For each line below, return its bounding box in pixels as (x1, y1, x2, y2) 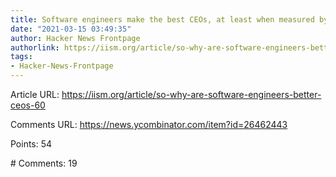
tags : (10, 52, 33, 62)
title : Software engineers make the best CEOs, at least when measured (10, 14, 315, 25)
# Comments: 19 (10, 157, 78, 169)
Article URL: (10, 89, 60, 100)
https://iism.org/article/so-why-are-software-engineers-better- (61, 89, 322, 100)
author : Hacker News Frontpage (10, 33, 141, 43)
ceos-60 (10, 99, 46, 111)
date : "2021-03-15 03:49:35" (10, 24, 132, 34)
